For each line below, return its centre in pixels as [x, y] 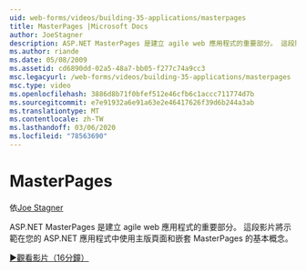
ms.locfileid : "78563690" [58, 136]
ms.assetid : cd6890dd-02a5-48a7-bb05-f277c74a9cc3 [107, 69]
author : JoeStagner [46, 35]
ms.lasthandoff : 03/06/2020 [63, 128]
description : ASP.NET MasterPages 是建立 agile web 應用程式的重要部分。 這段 [152, 43]
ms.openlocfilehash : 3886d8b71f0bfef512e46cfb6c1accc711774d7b [132, 94]
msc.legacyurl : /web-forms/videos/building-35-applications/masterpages [150, 77]
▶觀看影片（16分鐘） [49, 257]
